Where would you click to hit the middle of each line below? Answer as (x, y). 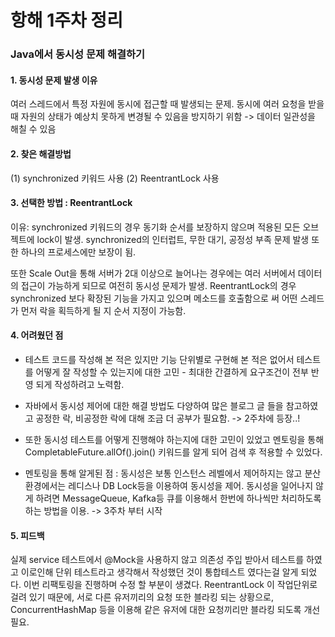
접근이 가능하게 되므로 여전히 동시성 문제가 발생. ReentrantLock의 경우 (158, 285)
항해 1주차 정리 (66, 20)
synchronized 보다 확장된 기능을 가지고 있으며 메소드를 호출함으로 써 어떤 (154, 298)
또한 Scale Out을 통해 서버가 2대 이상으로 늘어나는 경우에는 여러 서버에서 (153, 273)
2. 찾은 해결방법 (41, 153)
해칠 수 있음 (33, 129)
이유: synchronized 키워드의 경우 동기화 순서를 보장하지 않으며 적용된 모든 (155, 227)
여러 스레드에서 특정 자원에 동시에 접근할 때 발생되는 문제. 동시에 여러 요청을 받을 (167, 104)
